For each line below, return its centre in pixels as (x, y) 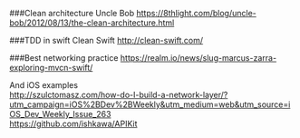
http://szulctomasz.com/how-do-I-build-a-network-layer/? (119, 95)
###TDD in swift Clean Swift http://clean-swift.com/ (106, 40)
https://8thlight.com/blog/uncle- (196, 13)
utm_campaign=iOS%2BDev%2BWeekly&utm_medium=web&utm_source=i (150, 104)
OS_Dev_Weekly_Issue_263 (60, 114)
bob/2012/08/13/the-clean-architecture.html (92, 23)
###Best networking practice (64, 58)
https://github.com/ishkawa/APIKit (73, 123)
